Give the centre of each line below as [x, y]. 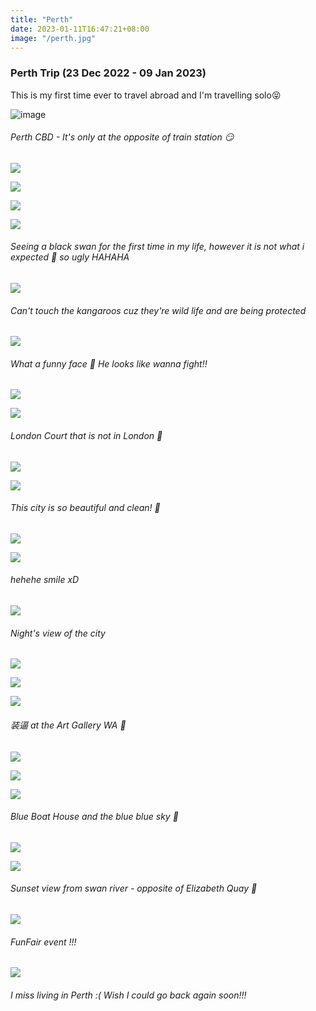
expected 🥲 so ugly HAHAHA [70, 257]
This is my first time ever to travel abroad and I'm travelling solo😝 [146, 95]
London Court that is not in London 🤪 [86, 436]
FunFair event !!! [43, 942]
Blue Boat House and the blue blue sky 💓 [94, 817]
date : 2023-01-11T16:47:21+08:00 [80, 29]
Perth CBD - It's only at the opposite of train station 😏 [122, 137]
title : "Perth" [42, 19]
